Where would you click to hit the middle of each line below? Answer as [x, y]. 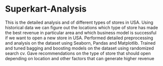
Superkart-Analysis [46, 9]
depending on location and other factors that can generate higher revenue [80, 58]
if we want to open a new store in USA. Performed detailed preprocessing [79, 38]
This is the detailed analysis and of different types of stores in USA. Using [79, 22]
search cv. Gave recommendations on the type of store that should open [78, 53]
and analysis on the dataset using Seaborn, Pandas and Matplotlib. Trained [80, 43]
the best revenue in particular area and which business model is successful [81, 33]
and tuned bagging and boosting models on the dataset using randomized [80, 48]
